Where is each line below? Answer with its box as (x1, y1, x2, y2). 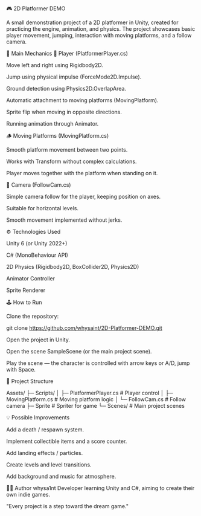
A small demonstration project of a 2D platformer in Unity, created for (6, 19, 179, 26)
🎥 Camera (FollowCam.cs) (6, 181, 71, 189)
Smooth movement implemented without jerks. (6, 216, 123, 224)
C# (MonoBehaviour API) (6, 251, 68, 259)
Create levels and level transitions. (6, 461, 92, 468)
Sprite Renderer (6, 286, 46, 294)
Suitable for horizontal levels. (6, 205, 78, 211)
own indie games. (6, 491, 50, 498)
